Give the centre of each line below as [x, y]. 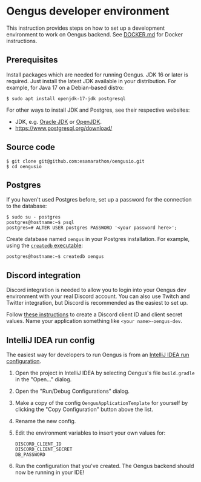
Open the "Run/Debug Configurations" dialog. [72, 391]
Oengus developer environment [88, 11]
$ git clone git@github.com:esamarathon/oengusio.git [76, 161]
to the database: [27, 206]
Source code [31, 147]
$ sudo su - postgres [34, 217]
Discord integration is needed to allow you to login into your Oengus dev [96, 290]
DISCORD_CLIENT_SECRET [44, 449]
